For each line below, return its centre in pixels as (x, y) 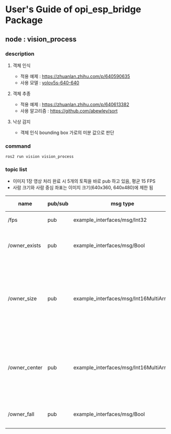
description (20, 54)
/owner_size (22, 299)
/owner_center (25, 368)
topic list (16, 170)
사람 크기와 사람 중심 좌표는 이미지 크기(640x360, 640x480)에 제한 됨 (83, 188)
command (18, 146)
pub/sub (58, 204)
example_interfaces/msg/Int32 (110, 220)
